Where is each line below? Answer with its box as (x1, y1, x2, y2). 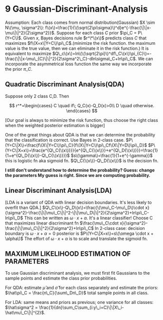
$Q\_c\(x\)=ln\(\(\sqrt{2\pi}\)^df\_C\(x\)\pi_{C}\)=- (52, 50, 152, 56)
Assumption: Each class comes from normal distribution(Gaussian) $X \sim (5, 19, 155, 25)
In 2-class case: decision (94, 225, 145, 231)
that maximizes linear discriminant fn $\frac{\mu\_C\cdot (5, 220, 119, 226)
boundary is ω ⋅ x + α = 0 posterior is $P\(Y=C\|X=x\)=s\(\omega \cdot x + (5, 230, 154, 236)
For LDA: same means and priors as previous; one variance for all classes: (5, 300, 154, 305)
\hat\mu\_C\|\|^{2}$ (5, 310, 44, 316)
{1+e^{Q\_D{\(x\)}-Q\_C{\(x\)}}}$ (5, 152, 70, 158)
